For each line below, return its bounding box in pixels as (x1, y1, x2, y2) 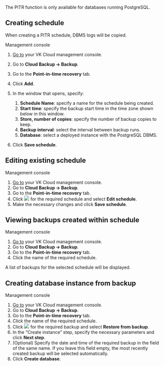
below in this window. (20, 110, 65, 117)
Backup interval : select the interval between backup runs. (20, 126, 140, 132)
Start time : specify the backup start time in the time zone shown (20, 105, 153, 111)
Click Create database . (12, 356, 61, 362)
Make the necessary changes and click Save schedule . (12, 201, 127, 207)
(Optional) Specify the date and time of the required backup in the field (12, 340, 159, 346)
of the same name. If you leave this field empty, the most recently (12, 345, 148, 351)
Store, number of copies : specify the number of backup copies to (20, 116, 157, 122)
